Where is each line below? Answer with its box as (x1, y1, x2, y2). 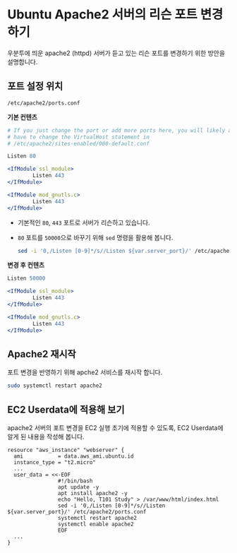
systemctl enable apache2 (57, 521, 134, 528)
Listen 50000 (7, 275, 46, 283)
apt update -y (57, 484, 99, 491)
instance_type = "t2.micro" (13, 459, 97, 466)
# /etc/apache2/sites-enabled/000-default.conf (7, 140, 150, 147)
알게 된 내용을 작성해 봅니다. (7, 432, 85, 441)
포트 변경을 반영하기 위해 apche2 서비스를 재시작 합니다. (7, 368, 163, 376)
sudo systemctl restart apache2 (7, 382, 102, 389)
